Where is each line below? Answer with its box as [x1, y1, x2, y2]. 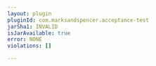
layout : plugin [7, 10, 52, 17]
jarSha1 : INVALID [7, 23, 58, 30]
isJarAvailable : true [7, 29, 71, 37]
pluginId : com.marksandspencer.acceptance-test [7, 17, 150, 24]
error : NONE [7, 36, 42, 43]
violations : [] [7, 42, 52, 49]
